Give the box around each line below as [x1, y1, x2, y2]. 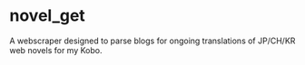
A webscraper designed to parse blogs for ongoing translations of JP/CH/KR [9, 35, 296, 46]
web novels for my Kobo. [9, 44, 103, 55]
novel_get [9, 5, 86, 26]
